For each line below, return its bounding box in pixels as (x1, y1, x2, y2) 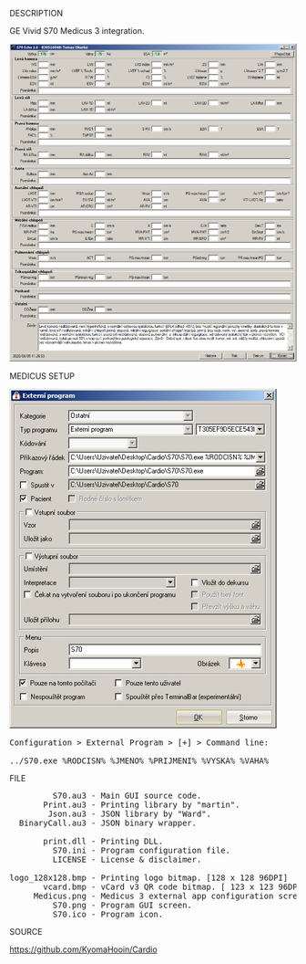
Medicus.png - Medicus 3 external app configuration (33, 891, 274, 902)
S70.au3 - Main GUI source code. (52, 791, 202, 802)
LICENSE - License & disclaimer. (52, 854, 202, 865)
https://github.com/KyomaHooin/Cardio (9, 944, 158, 955)
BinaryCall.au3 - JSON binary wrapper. (18, 818, 198, 829)
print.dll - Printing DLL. (43, 836, 164, 847)
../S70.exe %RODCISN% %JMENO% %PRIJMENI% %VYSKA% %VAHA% (9, 756, 270, 766)
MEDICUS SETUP (9, 371, 76, 382)
